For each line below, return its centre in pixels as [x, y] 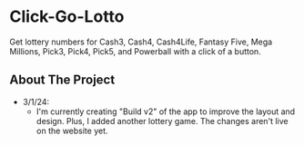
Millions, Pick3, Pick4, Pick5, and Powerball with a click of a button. [135, 51]
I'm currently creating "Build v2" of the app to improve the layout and [166, 111]
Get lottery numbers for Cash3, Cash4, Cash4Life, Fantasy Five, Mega [141, 42]
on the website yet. [72, 130]
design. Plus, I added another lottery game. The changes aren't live [162, 121]
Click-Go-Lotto [67, 17]
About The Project [62, 80]
